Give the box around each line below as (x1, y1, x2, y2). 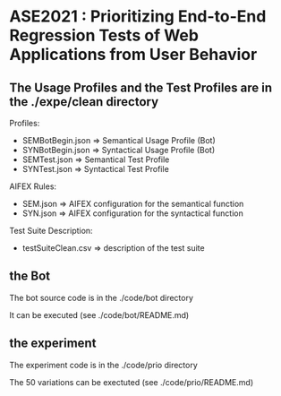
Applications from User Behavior (9, 45, 258, 65)
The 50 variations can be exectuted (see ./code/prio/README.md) (9, 376, 254, 387)
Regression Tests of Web (9, 25, 200, 46)
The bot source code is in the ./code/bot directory (9, 292, 194, 303)
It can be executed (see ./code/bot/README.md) (9, 309, 190, 320)
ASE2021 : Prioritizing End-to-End (9, 6, 267, 27)
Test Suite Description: (9, 226, 93, 236)
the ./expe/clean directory (9, 94, 159, 109)
